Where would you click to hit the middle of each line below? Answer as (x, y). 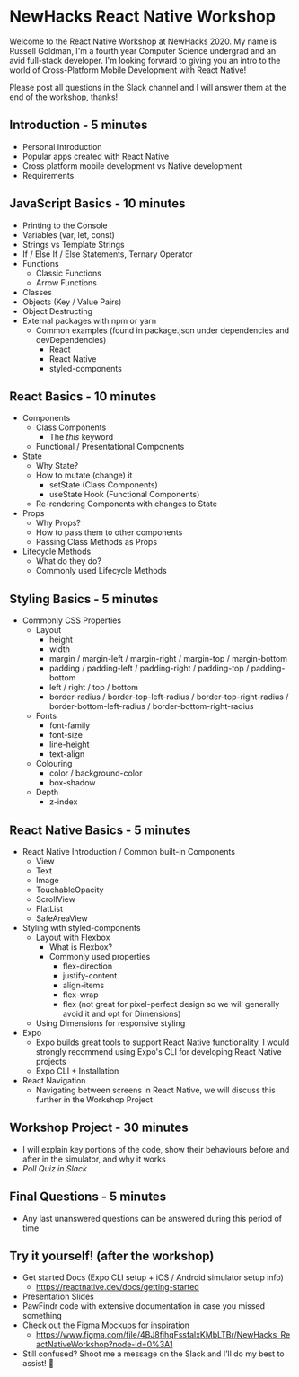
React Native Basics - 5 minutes (100, 830)
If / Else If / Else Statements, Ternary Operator (107, 254)
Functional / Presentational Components (110, 447)
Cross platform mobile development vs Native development (132, 166)
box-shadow (72, 783)
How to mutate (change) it (84, 475)
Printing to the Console (65, 225)
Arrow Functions (66, 282)
